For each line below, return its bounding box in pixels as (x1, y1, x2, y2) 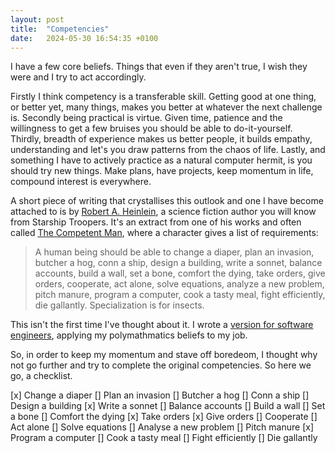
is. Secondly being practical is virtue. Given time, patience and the (10, 112, 283, 124)
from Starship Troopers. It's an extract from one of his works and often (10, 216, 302, 228)
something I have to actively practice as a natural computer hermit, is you (10, 154, 313, 166)
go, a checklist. (10, 370, 73, 382)
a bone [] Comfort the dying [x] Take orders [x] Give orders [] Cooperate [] (10, 411, 318, 423)
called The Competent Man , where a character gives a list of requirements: (10, 227, 319, 239)
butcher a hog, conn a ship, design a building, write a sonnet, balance (34, 257, 323, 269)
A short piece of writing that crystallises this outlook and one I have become (10, 195, 324, 207)
